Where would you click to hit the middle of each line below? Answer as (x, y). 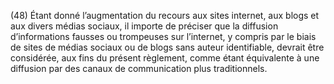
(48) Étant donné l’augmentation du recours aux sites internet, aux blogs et (165, 15)
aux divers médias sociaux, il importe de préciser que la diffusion (144, 26)
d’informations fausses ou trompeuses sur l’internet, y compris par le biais (163, 36)
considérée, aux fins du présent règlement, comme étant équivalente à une (165, 58)
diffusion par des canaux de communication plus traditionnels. (139, 68)
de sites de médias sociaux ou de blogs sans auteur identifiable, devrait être (167, 47)
